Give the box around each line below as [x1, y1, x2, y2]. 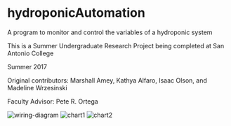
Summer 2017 [7, 62, 48, 71]
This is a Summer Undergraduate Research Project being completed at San [7, 41, 225, 50]
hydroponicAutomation [7, 5, 145, 21]
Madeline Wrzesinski [7, 83, 68, 92]
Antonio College [7, 49, 54, 57]
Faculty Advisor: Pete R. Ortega [7, 97, 98, 106]
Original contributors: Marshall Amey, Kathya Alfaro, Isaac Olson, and [7, 76, 207, 85]
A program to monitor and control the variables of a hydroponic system [7, 28, 213, 36]
